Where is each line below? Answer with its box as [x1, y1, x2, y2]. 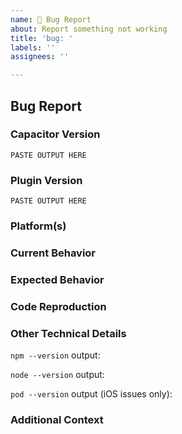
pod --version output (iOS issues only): [10, 388, 173, 400]
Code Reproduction [10, 299, 107, 313]
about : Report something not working [10, 24, 168, 34]
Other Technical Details [10, 326, 127, 340]
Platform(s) [10, 219, 67, 233]
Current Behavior [10, 246, 97, 260]
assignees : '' [10, 52, 70, 62]
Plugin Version [10, 173, 83, 187]
